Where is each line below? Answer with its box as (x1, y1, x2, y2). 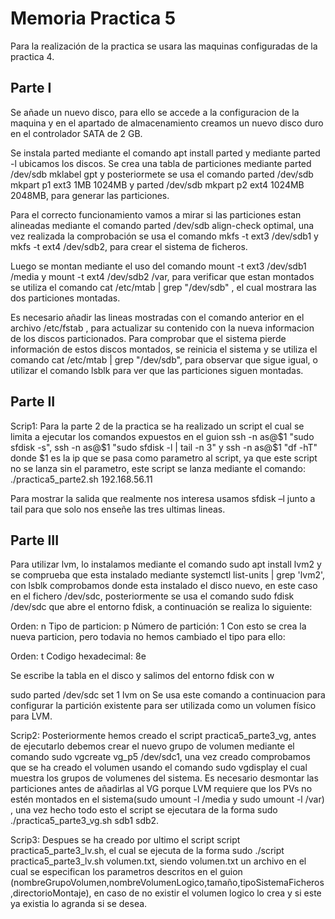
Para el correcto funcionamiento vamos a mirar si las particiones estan (10, 208, 302, 221)
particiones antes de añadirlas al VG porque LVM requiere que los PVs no (10, 783, 313, 795)
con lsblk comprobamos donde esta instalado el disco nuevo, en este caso (10, 580, 318, 592)
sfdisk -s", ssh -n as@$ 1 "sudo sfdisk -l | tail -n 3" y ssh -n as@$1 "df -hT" (10, 441, 318, 453)
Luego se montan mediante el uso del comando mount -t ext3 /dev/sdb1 (10, 260, 307, 272)
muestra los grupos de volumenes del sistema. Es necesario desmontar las (10, 772, 319, 784)
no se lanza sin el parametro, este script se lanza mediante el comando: (10, 462, 306, 474)
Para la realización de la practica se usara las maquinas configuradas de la (10, 40, 318, 52)
